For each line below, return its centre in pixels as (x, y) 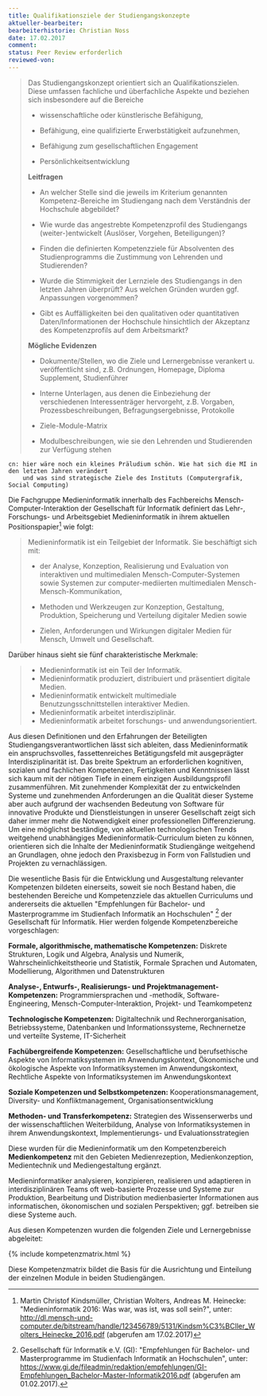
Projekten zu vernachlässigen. (58, 863)
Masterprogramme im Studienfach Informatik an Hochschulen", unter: (134, 1359)
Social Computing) (39, 485)
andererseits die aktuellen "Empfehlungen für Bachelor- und (106, 904)
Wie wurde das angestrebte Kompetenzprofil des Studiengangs (143, 225)
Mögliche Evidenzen (62, 345)
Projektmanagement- (183, 987)
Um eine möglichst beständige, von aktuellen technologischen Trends (122, 829)
